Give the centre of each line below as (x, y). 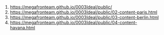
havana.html (23, 28)
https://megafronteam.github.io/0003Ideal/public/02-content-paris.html (83, 12)
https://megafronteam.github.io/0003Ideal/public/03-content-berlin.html (84, 17)
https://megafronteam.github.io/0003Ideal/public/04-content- (74, 22)
